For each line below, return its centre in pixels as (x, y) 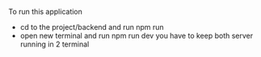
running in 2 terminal (55, 44)
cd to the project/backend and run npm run (92, 27)
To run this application (46, 12)
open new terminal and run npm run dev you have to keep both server (137, 36)
